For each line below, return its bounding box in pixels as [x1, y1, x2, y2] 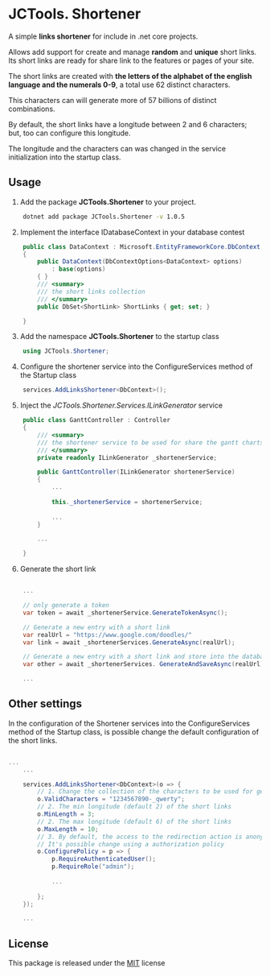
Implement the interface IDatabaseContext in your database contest [19, 227, 245, 237]
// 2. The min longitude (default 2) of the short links [37, 803, 231, 811]
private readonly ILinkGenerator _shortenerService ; [37, 453, 218, 461]
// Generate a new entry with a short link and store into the [22, 653, 239, 661]
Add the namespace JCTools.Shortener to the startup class [19, 332, 219, 341]
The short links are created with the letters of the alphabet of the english [8, 71, 252, 81]
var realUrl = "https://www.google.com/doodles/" [22, 631, 193, 639]
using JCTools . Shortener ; [22, 347, 110, 355]
